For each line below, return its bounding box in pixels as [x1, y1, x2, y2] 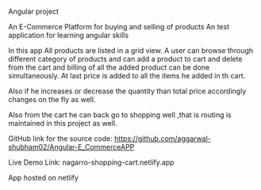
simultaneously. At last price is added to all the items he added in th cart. [8, 71, 246, 80]
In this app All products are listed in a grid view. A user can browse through [8, 46, 254, 55]
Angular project [8, 7, 59, 16]
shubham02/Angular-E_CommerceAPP [8, 142, 135, 151]
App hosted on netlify [8, 173, 79, 182]
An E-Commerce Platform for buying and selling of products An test [8, 22, 230, 31]
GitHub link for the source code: [8, 134, 113, 143]
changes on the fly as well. [8, 95, 96, 104]
